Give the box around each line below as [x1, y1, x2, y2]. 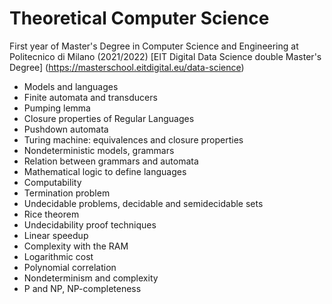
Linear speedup [23, 229, 89, 241]
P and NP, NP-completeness [23, 282, 142, 294]
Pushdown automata [23, 123, 109, 135]
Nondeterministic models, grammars [23, 144, 175, 156]
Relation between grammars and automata [23, 155, 199, 167]
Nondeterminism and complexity [23, 272, 159, 284]
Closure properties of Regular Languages [23, 112, 195, 124]
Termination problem [23, 187, 111, 199]
